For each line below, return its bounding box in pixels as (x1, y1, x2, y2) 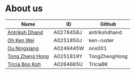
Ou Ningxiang (7, 45, 39, 51)
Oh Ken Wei (7, 37, 35, 44)
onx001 (88, 45, 107, 51)
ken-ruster (88, 37, 114, 44)
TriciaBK (88, 61, 108, 68)
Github (100, 21, 116, 27)
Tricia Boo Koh (7, 61, 41, 68)
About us (5, 3, 43, 14)
